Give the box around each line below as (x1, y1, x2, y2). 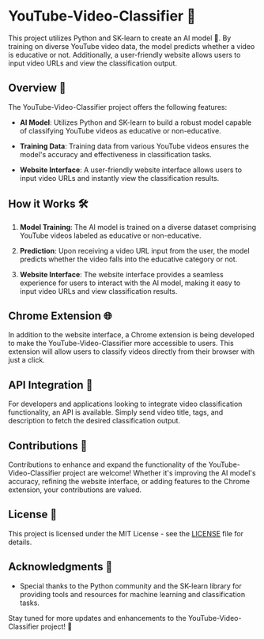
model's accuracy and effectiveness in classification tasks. (19, 149, 212, 159)
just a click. (8, 355, 45, 365)
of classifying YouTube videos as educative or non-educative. (19, 126, 221, 135)
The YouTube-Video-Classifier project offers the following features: (8, 102, 228, 111)
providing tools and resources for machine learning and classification (19, 589, 246, 599)
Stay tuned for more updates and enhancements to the (8, 613, 187, 622)
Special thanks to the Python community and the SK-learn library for (19, 581, 243, 591)
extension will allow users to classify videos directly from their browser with (8, 347, 255, 356)
